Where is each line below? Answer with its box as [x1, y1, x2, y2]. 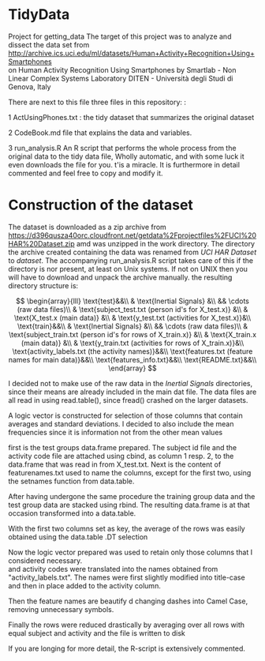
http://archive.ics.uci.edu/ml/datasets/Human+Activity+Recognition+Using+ [8, 48, 255, 58]
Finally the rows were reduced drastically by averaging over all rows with [8, 620, 245, 629]
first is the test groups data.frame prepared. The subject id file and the [8, 442, 237, 452]
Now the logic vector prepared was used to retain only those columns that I [8, 547, 253, 557]
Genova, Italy [8, 81, 51, 92]
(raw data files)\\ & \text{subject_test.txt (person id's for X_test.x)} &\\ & [17, 304, 248, 314]
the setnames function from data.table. [8, 476, 135, 486]
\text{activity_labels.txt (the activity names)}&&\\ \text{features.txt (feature [12, 346, 253, 356]
